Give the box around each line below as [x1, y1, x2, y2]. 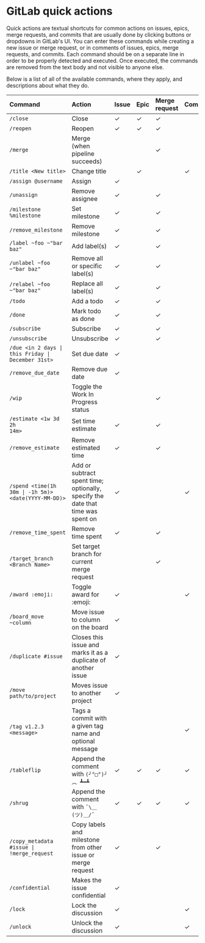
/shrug [9, 799, 29, 806]
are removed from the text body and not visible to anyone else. [6, 63, 164, 71]
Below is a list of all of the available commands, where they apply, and [6, 75, 183, 83]
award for [71, 590, 99, 598]
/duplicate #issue [9, 653, 63, 659]
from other [71, 843, 103, 851]
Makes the [71, 876, 102, 884]
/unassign [9, 191, 38, 198]
